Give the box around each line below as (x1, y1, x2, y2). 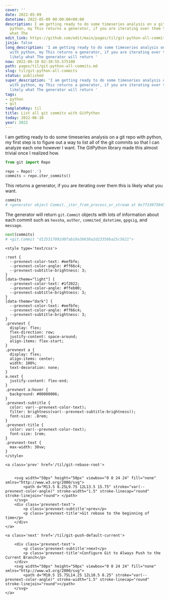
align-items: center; (10, 356, 55, 361)
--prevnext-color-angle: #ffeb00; (10, 286, 82, 291)
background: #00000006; (10, 392, 59, 397)
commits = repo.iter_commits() (5, 174, 71, 179)
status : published (5, 73, 44, 78)
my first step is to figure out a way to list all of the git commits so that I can (5, 139, 160, 145)
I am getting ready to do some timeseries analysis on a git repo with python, (5, 134, 162, 140)
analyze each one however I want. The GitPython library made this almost (5, 144, 158, 150)
